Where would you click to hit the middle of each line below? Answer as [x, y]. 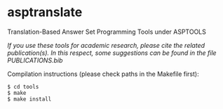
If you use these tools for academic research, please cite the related [106, 45]
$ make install [29, 99]
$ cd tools [23, 86]
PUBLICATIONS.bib [35, 60]
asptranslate [45, 12]
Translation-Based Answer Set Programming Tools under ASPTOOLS [107, 32]
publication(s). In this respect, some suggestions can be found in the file [112, 53]
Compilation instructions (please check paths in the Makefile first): [103, 74]
